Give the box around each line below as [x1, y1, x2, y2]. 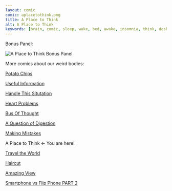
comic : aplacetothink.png [5, 12, 60, 17]
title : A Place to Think [5, 17, 58, 22]
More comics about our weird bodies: [5, 61, 84, 67]
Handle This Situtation [5, 90, 52, 97]
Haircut [5, 160, 21, 166]
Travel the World [5, 150, 40, 157]
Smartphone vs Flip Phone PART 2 [5, 180, 78, 186]
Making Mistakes [5, 130, 41, 137]
